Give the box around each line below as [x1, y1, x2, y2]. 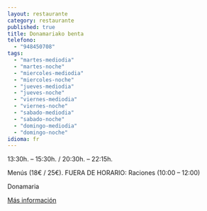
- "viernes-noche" [13, 103, 69, 110]
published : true [7, 23, 55, 30]
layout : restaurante [7, 10, 69, 18]
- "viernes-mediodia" [13, 96, 78, 103]
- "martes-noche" [13, 63, 65, 70]
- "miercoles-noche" [13, 76, 74, 84]
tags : [7, 50, 23, 57]
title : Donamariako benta [7, 30, 84, 38]
